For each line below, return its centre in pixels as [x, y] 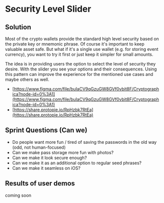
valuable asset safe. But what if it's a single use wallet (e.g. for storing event [82, 49]
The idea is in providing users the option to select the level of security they [80, 64]
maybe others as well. [27, 79]
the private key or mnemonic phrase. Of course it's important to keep [75, 44]
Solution [18, 27]
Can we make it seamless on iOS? [46, 168]
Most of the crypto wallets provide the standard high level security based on [82, 39]
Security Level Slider [48, 9]
